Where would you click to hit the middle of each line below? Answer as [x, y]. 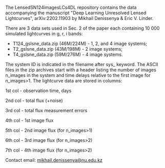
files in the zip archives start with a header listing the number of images [81, 70]
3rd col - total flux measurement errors [46, 110]
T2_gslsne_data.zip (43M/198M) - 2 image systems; [68, 49]
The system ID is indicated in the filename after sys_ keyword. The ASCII [82, 64]
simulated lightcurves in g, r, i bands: [44, 34]
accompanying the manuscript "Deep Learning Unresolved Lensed [76, 13]
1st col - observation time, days [38, 91]
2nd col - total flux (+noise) [34, 100]
